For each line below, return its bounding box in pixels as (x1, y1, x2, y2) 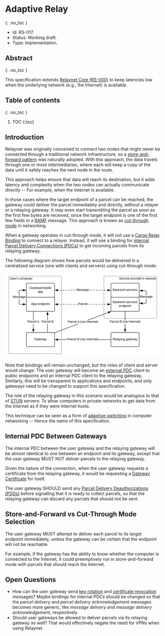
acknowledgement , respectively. (12, 609, 79, 615)
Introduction (5, 133, 44, 141)
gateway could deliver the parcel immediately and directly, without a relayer (5, 202, 159, 208)
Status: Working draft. (12, 34, 57, 40)
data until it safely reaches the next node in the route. (5, 167, 113, 173)
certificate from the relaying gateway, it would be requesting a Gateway (5, 470, 150, 476)
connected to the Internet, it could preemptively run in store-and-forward (5, 556, 154, 562)
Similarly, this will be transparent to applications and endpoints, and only (5, 378, 152, 384)
